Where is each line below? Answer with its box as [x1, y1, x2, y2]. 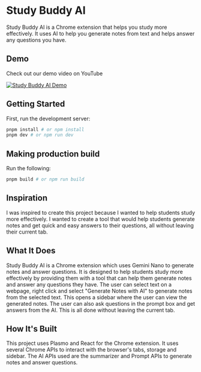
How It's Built [6, 324, 58, 334]
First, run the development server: [6, 115, 91, 122]
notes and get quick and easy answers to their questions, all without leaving [6, 222, 194, 229]
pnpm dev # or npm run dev [6, 132, 74, 138]
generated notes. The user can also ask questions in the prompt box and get [6, 300, 196, 307]
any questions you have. [6, 36, 67, 43]
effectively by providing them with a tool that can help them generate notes [6, 274, 192, 282]
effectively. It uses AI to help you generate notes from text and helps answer [6, 29, 195, 37]
